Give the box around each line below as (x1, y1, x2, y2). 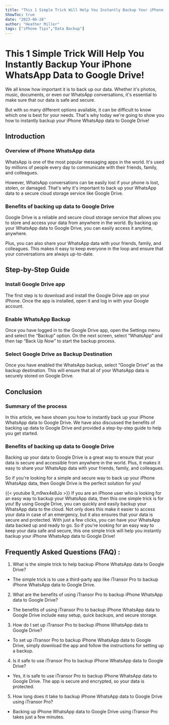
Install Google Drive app (5, 281, 66, 288)
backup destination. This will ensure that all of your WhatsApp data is (5, 367, 149, 373)
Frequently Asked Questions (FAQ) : (5, 547, 121, 557)
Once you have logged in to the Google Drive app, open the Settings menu (5, 327, 160, 333)
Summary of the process (5, 403, 67, 410)
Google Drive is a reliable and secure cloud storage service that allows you (5, 215, 161, 221)
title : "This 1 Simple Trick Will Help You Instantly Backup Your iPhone (5, 7, 164, 13)
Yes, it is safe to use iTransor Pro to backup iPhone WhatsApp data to (12, 673, 157, 679)
